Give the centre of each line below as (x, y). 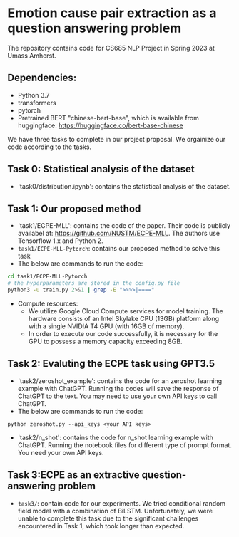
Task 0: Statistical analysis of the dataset (101, 169)
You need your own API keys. (61, 452)
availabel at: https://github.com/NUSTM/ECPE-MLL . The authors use (118, 234)
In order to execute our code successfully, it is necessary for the (123, 334)
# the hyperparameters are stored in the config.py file (94, 283)
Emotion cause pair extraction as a (112, 13)
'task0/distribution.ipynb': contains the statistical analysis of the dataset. (124, 186)
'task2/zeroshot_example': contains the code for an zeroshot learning (120, 381)
